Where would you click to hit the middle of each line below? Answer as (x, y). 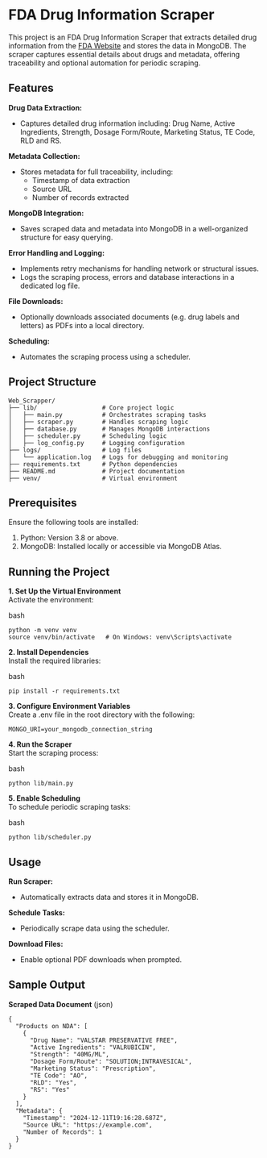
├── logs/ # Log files (75, 450)
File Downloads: (36, 301)
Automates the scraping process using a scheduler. (105, 356)
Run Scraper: (31, 881)
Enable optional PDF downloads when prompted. (101, 960)
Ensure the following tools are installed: (74, 523)
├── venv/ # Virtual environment (93, 478)
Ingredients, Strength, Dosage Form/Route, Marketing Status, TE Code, (138, 131)
